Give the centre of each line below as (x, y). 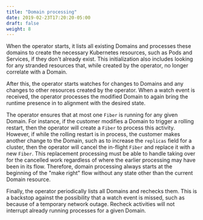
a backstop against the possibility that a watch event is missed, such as (95, 198)
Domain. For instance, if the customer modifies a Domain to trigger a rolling (100, 122)
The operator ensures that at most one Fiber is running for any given (92, 115)
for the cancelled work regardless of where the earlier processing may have (101, 160)
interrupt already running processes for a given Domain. (76, 211)
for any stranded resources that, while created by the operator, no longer (97, 66)
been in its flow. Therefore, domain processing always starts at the (89, 167)
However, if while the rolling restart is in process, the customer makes (93, 134)
